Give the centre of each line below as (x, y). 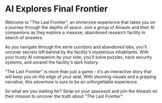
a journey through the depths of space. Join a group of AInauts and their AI (80, 27)
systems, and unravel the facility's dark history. (52, 62)
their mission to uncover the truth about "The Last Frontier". (64, 96)
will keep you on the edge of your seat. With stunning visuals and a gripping (81, 77)
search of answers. (24, 38)
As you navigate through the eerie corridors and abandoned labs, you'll (76, 47)
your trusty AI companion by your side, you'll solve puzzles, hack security (79, 57)
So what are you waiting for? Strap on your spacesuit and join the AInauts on (81, 91)
